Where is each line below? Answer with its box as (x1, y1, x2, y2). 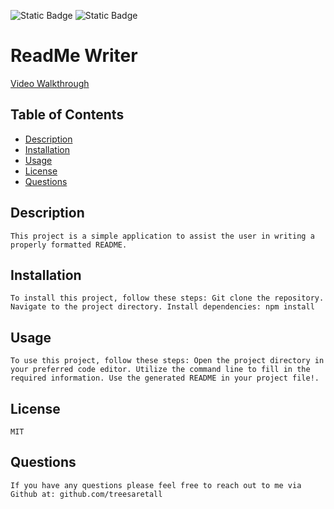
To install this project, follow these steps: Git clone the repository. (10, 293, 325, 304)
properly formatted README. (10, 240, 128, 250)
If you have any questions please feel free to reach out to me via (10, 480, 302, 490)
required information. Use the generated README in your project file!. (10, 373, 320, 384)
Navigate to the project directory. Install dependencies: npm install (10, 302, 315, 312)
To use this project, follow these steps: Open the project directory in (10, 356, 325, 366)
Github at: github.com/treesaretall (10, 489, 163, 499)
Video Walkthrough (10, 77, 90, 89)
